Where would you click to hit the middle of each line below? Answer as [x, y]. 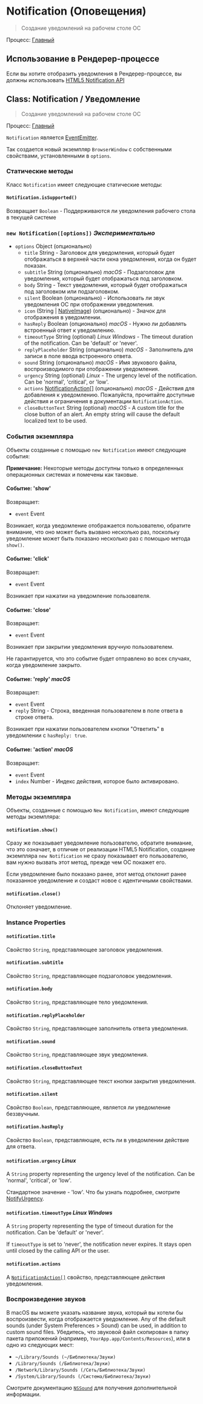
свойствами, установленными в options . [59, 156]
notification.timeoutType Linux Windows [59, 1212]
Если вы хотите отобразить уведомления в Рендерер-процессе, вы [94, 74]
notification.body [29, 989]
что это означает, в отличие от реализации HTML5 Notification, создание [101, 849]
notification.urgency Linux [41, 1160]
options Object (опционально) [53, 246]
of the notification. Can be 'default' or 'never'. [81, 343]
